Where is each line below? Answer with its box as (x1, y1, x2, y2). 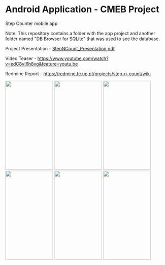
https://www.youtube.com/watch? (37, 55, 109, 62)
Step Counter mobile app (5, 20, 58, 26)
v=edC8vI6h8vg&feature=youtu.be (5, 61, 78, 67)
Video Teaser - (5, 55, 37, 62)
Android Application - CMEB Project (5, 4, 159, 15)
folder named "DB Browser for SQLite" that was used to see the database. (5, 36, 160, 42)
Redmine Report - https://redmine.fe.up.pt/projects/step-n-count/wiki (5, 70, 151, 77)
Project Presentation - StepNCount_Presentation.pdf (5, 45, 115, 51)
